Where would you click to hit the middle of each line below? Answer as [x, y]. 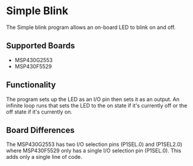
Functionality [31, 85]
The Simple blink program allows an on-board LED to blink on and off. [91, 27]
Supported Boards [41, 46]
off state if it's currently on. [39, 112]
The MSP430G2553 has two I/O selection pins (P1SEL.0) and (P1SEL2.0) [94, 144]
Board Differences [41, 130]
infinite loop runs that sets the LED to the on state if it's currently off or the [97, 105]
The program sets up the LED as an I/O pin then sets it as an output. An [93, 99]
